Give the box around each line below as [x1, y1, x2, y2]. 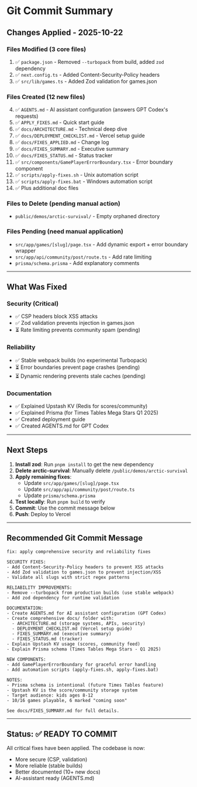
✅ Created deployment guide [15, 416, 86, 423]
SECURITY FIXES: [6, 559, 46, 565]
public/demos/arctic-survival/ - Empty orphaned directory [15, 213, 160, 220]
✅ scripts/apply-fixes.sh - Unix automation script [15, 171, 139, 178]
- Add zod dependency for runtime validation [6, 595, 119, 601]
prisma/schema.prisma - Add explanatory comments [15, 259, 140, 266]
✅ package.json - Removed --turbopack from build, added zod [15, 58, 164, 65]
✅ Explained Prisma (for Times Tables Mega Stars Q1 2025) [15, 409, 158, 416]
